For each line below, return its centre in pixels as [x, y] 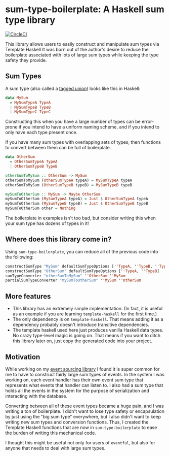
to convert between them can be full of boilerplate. [58, 148]
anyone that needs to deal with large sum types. [55, 448]
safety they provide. [26, 60]
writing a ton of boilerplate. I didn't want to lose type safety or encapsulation [85, 411]
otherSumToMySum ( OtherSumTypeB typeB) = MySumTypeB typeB [69, 185]
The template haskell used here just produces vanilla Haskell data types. [88, 330]
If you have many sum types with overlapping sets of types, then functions [83, 142]
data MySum [17, 97]
